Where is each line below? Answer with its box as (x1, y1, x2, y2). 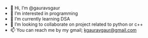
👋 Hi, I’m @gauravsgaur (10, 5, 60, 11)
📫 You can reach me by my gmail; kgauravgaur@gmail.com (10, 27, 137, 33)
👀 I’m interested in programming (10, 10, 78, 16)
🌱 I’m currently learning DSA (10, 16, 70, 22)
